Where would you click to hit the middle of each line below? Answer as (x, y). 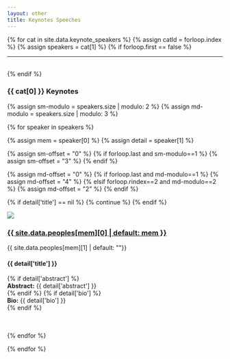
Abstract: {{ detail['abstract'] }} (52, 286)
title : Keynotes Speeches (44, 20)
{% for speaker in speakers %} (51, 127)
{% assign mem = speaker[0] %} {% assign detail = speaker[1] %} (100, 140)
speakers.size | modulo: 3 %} (77, 113)
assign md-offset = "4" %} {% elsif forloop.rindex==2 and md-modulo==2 (112, 181)
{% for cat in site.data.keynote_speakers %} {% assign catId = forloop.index (114, 39)
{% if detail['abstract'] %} (43, 279)
